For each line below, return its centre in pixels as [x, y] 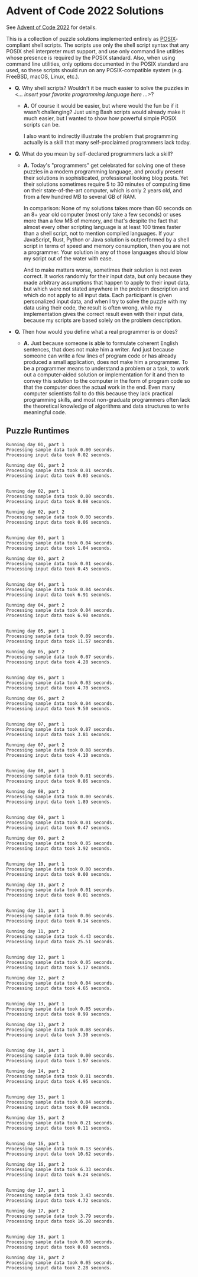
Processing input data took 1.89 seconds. [59, 802]
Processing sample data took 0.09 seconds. [61, 636]
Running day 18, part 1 [35, 1237]
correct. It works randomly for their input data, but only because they [108, 276]
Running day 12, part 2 [35, 978]
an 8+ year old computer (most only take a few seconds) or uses [102, 214]
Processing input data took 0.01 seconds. [59, 895]
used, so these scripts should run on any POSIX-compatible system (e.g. [95, 70]
